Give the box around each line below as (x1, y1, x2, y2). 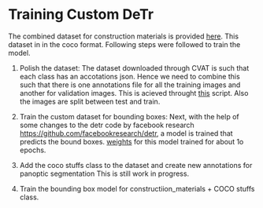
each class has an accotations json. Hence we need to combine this (19, 71, 240, 81)
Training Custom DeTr (8, 5, 154, 24)
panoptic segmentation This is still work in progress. (19, 169, 190, 178)
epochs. (19, 145, 46, 155)
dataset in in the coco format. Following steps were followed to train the (8, 39, 241, 49)
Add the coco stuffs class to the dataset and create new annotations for (19, 160, 253, 170)
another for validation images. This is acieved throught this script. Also (19, 88, 249, 97)
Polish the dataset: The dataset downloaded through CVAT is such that (19, 63, 250, 72)
